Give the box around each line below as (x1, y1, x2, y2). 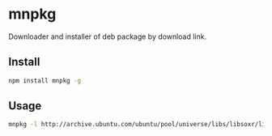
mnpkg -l (8, 121, 38, 129)
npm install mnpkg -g (8, 76, 82, 85)
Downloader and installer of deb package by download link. (8, 32, 207, 41)
